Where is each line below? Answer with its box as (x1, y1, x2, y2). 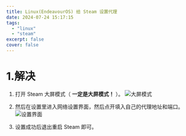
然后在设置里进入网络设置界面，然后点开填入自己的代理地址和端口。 (14, 103, 184, 110)
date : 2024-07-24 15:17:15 (6, 14, 74, 20)
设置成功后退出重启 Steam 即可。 (14, 123, 97, 130)
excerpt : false (6, 36, 44, 42)
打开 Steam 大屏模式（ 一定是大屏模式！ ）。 (14, 90, 124, 97)
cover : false (6, 42, 39, 48)
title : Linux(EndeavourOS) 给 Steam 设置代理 (6, 8, 118, 15)
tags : (6, 20, 20, 26)
